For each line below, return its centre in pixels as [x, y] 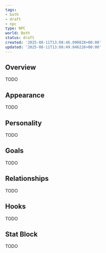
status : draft [20, 38]
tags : [11, 10]
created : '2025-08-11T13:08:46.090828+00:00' [53, 43]
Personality [23, 123]
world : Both [17, 33]
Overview [21, 67]
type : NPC [15, 29]
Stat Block [21, 234]
